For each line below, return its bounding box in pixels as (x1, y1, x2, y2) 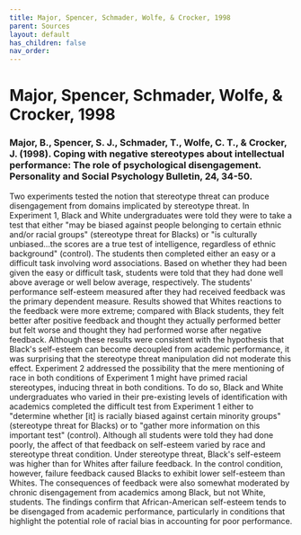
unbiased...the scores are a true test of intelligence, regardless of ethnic (9, 238, 277, 249)
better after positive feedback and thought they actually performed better (9, 315, 281, 325)
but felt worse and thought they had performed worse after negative (9, 325, 262, 335)
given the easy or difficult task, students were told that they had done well (9, 267, 284, 278)
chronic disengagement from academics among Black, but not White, (9, 486, 266, 497)
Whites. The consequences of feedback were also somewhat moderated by (9, 477, 290, 488)
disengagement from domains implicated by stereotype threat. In (9, 200, 250, 211)
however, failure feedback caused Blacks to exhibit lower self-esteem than (9, 468, 286, 478)
